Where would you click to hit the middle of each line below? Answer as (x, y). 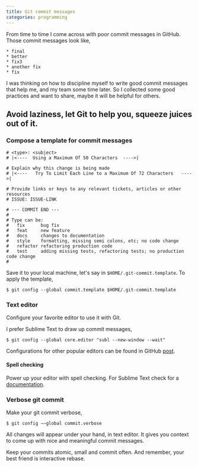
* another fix (24, 67)
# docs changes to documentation (55, 236)
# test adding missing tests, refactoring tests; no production (95, 252)
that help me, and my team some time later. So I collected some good (91, 89)
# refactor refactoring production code (59, 246)
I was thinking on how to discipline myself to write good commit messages (97, 83)
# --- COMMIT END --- (33, 210)
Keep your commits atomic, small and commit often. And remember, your (95, 452)
